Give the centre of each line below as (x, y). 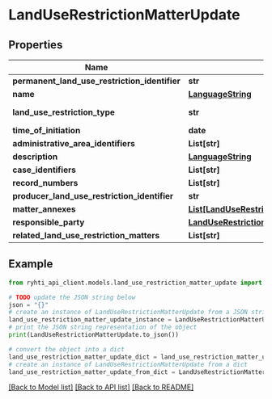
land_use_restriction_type (64, 112)
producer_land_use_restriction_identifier (93, 196)
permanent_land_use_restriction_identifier (96, 81)
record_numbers (45, 183)
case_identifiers (45, 170)
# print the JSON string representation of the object (103, 328)
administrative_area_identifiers (74, 143)
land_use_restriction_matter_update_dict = (83, 357)
